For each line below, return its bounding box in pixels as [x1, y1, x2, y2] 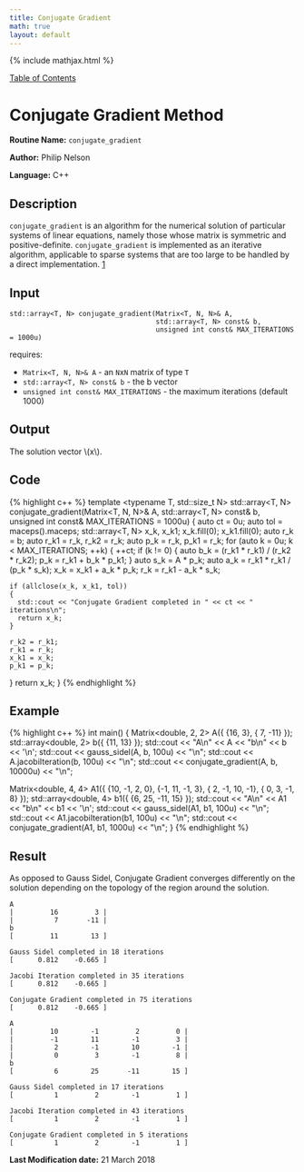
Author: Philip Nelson [9, 152, 91, 164]
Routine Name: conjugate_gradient [9, 134, 142, 145]
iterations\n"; [9, 605, 67, 614]
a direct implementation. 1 [9, 259, 106, 270]
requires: [9, 349, 44, 360]
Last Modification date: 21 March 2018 [9, 1155, 156, 1166]
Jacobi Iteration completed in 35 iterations [9, 971, 184, 981]
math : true [9, 22, 51, 31]
